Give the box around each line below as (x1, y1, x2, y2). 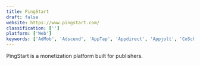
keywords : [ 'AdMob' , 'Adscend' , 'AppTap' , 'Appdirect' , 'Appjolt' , (6, 36, 177, 42)
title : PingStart (6, 8, 49, 15)
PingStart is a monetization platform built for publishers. (6, 53, 143, 59)
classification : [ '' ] (6, 25, 60, 31)
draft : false (6, 14, 39, 20)
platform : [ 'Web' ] (6, 31, 52, 37)
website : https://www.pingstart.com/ (6, 19, 100, 25)
